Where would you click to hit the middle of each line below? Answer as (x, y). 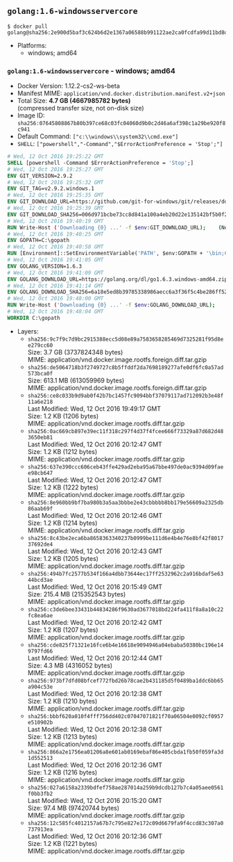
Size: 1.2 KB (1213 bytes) (62, 736)
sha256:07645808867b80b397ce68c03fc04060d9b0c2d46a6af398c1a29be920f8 (121, 124)
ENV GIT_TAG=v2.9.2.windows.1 (51, 189)
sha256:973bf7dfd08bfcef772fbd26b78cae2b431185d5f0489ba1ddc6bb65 (126, 681)
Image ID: (31, 115)
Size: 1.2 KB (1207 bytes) (63, 630)
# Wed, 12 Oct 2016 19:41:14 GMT (55, 286)
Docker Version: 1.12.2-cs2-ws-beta (68, 86)
